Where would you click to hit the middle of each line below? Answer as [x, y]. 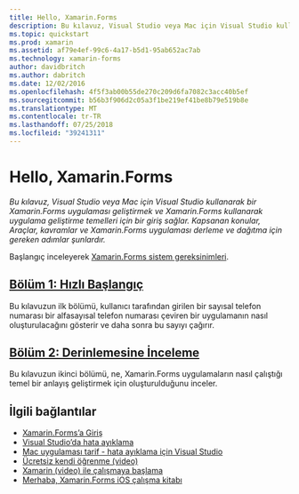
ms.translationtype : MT [53, 108]
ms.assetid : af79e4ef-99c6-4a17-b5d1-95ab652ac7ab [105, 51]
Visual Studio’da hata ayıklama [78, 442]
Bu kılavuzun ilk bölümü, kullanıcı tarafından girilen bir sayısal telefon [135, 306]
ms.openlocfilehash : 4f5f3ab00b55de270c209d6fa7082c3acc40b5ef [129, 92]
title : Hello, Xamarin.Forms [63, 17]
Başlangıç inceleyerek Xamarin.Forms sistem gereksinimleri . [119, 256]
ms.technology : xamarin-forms [65, 59]
